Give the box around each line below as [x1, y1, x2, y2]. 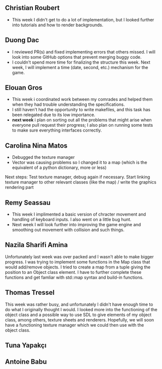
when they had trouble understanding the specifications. [12, 101, 125, 107]
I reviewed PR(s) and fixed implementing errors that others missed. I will [12, 49, 156, 55]
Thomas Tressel [5, 288, 55, 297]
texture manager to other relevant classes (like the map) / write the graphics [5, 179, 157, 185]
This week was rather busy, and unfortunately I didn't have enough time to [5, 301, 153, 307]
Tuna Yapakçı [5, 341, 47, 350]
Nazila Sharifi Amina [5, 241, 68, 249]
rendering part [5, 184, 34, 190]
